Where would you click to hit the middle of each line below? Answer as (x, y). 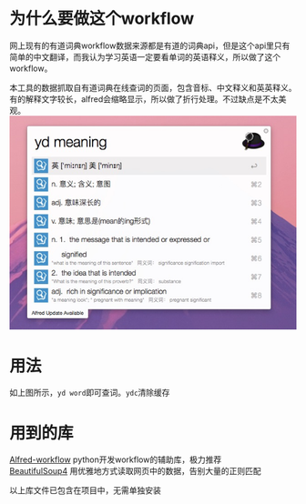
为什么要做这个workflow (102, 19)
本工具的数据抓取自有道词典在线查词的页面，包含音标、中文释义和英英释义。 (153, 87)
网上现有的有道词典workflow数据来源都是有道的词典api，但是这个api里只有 (150, 45)
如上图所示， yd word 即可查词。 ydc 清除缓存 (90, 393)
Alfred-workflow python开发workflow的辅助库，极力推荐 (116, 459)
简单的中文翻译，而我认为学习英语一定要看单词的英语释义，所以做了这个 (145, 56)
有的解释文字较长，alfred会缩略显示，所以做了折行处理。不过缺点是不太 (144, 99)
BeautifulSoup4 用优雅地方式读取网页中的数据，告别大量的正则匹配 (135, 471)
